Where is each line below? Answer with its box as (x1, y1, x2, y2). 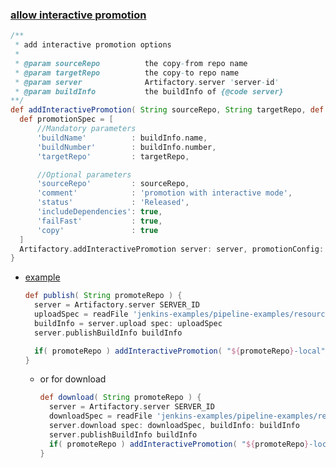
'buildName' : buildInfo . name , (36, 133, 208, 143)
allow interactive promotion (10, 8, 147, 22)
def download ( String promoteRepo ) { (39, 393, 202, 403)
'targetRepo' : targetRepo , (36, 151, 190, 162)
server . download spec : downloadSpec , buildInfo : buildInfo (48, 421, 300, 431)
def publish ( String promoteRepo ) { (24, 291, 183, 301)
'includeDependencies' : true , (36, 207, 163, 217)
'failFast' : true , (36, 216, 163, 226)
